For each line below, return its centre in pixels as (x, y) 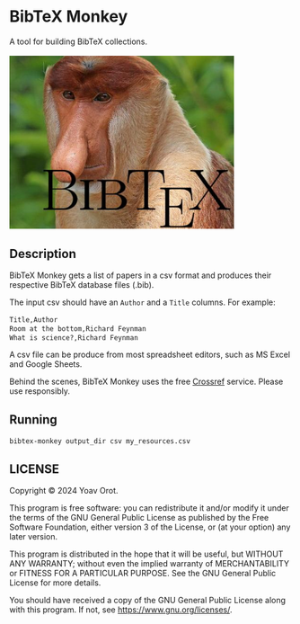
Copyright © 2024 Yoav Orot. (64, 491)
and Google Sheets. (46, 364)
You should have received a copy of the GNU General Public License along (147, 601)
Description (43, 254)
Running (34, 419)
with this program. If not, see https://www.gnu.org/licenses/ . (121, 610)
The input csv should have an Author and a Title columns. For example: (142, 302)
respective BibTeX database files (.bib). (82, 285)
